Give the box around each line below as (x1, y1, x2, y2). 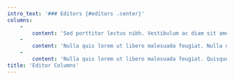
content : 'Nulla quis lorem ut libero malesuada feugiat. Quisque (32, 56, 229, 63)
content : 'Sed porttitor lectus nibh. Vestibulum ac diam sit (32, 29, 217, 37)
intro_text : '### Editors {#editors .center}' (7, 10, 145, 17)
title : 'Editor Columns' (7, 62, 79, 69)
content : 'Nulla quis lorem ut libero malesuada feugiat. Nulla (32, 42, 223, 49)
